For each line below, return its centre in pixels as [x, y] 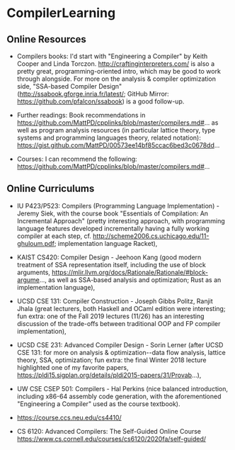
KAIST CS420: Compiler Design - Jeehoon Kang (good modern [109, 257]
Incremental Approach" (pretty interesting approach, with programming [121, 220]
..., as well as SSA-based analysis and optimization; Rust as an [130, 280]
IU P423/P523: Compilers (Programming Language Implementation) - [118, 206]
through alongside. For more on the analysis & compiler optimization [116, 79]
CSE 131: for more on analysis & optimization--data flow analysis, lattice [121, 352]
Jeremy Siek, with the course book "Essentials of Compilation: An [113, 213]
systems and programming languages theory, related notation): [109, 137]
